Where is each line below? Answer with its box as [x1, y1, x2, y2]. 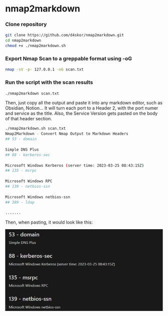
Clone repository [5, 21, 47, 28]
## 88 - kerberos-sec [5, 152, 50, 157]
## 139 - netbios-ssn [5, 184, 50, 189]
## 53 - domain [5, 137, 37, 142]
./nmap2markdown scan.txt [5, 91, 59, 96]
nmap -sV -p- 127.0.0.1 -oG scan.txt [5, 67, 84, 72]
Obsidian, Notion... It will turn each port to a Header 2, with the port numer [5, 105, 158, 111]
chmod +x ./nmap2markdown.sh [5, 43, 66, 48]
